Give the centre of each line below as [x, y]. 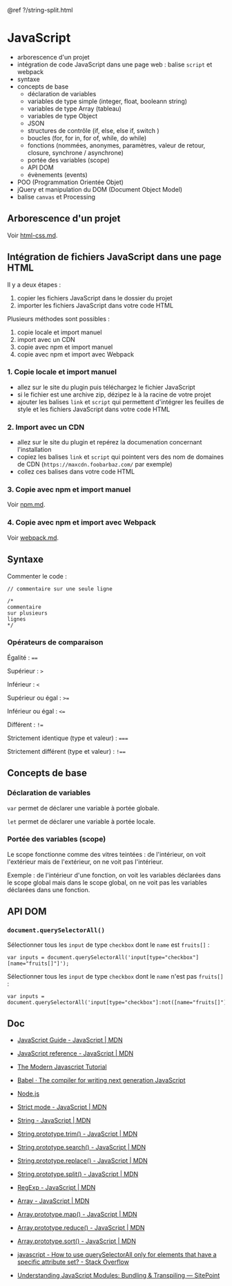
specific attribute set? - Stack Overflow [73, 1262]
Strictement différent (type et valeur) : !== [67, 751]
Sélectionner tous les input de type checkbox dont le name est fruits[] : [108, 945]
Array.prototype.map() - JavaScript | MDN [77, 1215]
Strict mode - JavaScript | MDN [62, 1107]
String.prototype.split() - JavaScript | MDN [78, 1174]
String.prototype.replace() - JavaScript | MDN [83, 1161]
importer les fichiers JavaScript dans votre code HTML [95, 305]
